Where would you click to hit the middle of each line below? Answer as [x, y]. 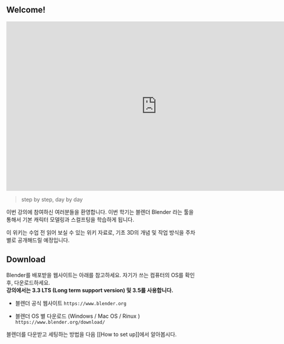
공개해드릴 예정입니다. [43, 240]
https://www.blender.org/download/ [60, 322]
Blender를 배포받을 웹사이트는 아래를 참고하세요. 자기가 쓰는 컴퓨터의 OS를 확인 [101, 275]
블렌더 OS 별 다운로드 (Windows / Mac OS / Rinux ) [78, 316]
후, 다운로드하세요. [28, 283]
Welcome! [26, 10]
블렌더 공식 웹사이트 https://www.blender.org [71, 303]
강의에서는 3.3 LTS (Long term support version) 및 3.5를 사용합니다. [90, 290]
